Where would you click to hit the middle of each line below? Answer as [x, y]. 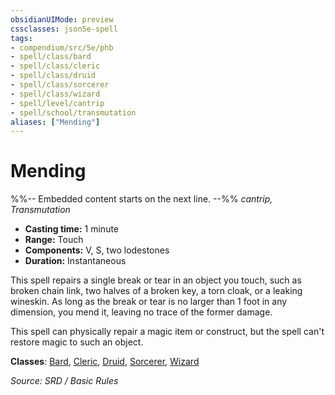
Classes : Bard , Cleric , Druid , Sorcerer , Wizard [105, 362]
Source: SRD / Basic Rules [64, 381]
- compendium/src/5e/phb [62, 47]
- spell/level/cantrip [57, 103]
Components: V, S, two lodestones [97, 250]
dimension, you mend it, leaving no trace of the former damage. [141, 312]
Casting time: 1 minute [72, 229]
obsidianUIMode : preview [62, 19]
